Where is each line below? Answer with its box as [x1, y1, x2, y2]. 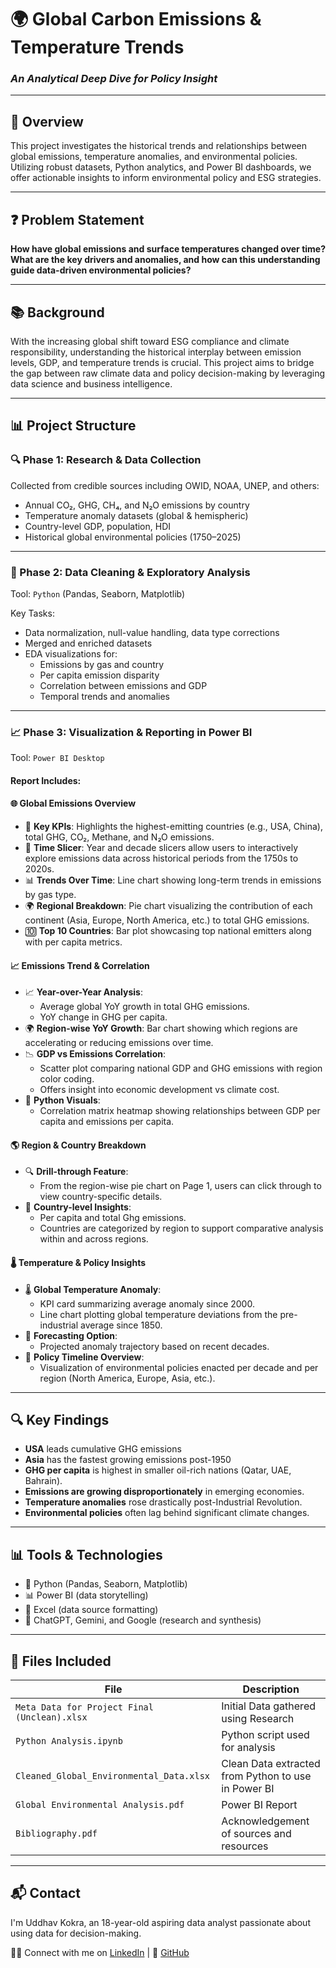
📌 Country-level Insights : [24, 1201, 132, 1213]
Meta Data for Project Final [15, 1702, 154, 1713]
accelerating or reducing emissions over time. [24, 1037, 214, 1049]
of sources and [221, 1827, 292, 1841]
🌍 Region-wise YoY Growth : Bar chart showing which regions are [24, 1022, 298, 1035]
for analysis [221, 1741, 276, 1755]
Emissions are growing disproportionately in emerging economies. [24, 1486, 305, 1498]
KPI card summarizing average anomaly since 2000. [39, 1297, 255, 1310]
